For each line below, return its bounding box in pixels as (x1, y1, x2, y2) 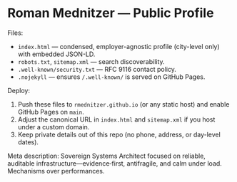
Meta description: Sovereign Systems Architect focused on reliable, (7, 151, 206, 160)
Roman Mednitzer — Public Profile (7, 5, 214, 21)
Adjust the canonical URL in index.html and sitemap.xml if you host (17, 115, 216, 124)
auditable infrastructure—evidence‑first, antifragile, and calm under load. (7, 159, 223, 168)
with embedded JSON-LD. (17, 50, 96, 58)
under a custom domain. (17, 122, 90, 131)
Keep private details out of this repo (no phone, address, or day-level (17, 130, 221, 139)
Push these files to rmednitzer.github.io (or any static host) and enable (17, 100, 230, 108)
